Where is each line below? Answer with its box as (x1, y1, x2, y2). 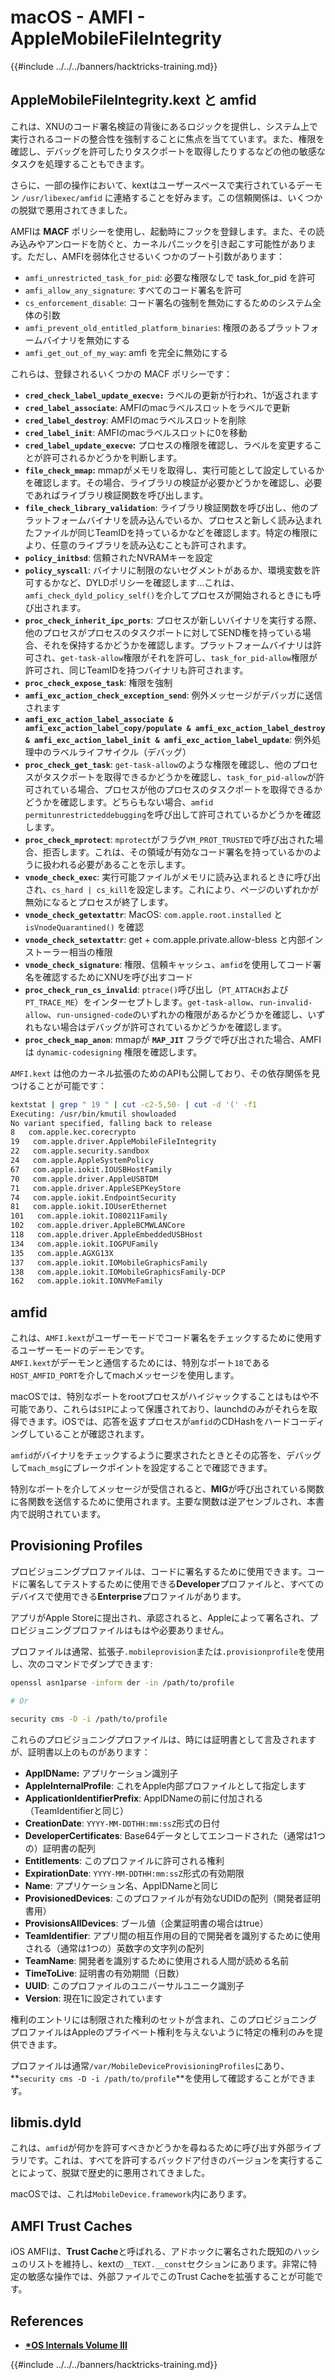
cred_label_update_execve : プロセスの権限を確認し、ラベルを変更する (24, 439, 314, 451)
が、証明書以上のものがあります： (10, 1746, 151, 1758)
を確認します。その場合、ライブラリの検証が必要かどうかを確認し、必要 (24, 476, 323, 488)
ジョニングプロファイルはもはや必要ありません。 (27, 1624, 230, 1636)
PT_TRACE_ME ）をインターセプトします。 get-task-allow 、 (24, 996, 260, 1008)
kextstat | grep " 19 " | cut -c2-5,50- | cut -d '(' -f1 (10, 1099, 257, 1110)
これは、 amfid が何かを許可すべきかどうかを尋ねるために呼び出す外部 (10, 2142, 295, 2154)
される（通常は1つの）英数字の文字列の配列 (24, 1942, 205, 1954)
